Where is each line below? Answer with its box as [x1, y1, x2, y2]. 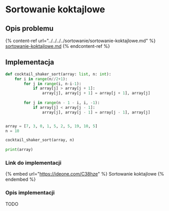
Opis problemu [5, 24, 54, 33]
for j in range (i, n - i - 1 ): [24, 81, 82, 86]
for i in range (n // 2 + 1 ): [14, 76, 68, 82]
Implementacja [5, 58, 54, 67]
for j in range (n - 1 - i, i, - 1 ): [24, 100, 100, 106]
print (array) [5, 147, 33, 152]
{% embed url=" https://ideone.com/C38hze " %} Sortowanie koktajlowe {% [5, 171, 164, 177]
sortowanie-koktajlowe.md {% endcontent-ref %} [5, 43, 110, 49]
